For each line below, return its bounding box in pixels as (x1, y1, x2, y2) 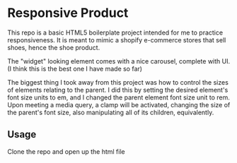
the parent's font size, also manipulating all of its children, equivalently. (7, 108, 214, 116)
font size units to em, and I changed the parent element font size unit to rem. (7, 93, 230, 102)
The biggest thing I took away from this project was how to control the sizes (7, 78, 229, 86)
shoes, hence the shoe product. (7, 43, 100, 52)
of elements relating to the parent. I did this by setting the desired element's (7, 85, 229, 94)
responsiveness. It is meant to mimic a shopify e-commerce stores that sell (7, 35, 226, 44)
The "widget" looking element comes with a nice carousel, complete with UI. (7, 56, 231, 65)
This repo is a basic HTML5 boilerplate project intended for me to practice (7, 28, 224, 37)
